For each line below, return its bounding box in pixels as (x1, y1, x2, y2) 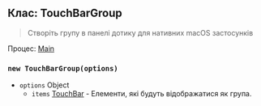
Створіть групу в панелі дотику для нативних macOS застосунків (27, 28, 254, 37)
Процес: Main (7, 44, 54, 53)
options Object (19, 80, 70, 90)
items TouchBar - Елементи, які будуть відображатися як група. (31, 89, 252, 99)
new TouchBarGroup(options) (7, 64, 118, 73)
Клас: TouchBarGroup (7, 6, 122, 20)
